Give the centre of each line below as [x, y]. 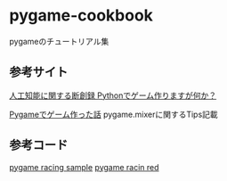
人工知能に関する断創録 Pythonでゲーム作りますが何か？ [113, 95]
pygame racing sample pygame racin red [84, 167]
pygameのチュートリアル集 [59, 41]
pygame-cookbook [81, 16]
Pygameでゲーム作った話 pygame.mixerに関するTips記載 [113, 114]
